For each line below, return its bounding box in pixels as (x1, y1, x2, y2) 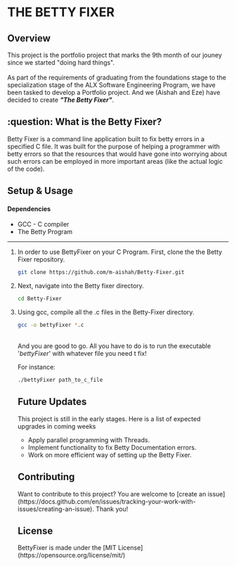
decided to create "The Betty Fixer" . (7, 96, 114, 104)
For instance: (17, 363, 56, 371)
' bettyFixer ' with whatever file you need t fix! (17, 349, 147, 358)
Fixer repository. (17, 255, 65, 264)
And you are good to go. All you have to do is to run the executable (17, 342, 211, 350)
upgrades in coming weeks (17, 422, 96, 430)
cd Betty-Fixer (17, 295, 63, 302)
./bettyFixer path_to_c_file (17, 377, 103, 384)
